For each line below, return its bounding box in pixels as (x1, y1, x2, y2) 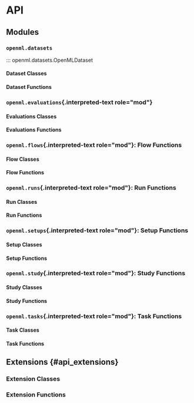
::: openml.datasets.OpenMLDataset (6, 57, 93, 64)
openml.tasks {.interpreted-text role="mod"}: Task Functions (6, 312, 182, 320)
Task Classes (6, 326, 39, 333)
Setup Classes (6, 241, 42, 248)
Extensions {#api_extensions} (6, 357, 119, 367)
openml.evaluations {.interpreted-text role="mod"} (6, 98, 153, 106)
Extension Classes (6, 375, 61, 383)
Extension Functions (6, 390, 66, 398)
